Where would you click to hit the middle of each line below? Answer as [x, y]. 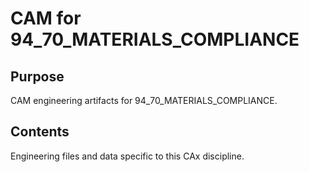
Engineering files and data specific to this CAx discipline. [127, 156]
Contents [40, 132]
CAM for [46, 18]
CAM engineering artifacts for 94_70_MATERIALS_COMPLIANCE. [144, 100]
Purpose [37, 76]
